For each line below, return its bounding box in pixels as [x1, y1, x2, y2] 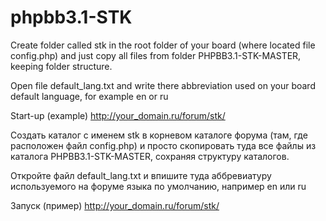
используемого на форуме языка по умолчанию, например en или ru [10, 180, 307, 192]
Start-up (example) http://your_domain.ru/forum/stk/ [10, 109, 226, 121]
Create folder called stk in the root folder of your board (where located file [10, 39, 316, 51]
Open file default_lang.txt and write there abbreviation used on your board [10, 79, 316, 91]
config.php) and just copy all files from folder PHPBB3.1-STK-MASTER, [10, 49, 302, 61]
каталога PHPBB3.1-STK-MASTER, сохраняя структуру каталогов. [10, 150, 290, 162]
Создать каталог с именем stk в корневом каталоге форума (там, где [10, 129, 308, 141]
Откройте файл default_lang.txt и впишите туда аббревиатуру [10, 169, 272, 181]
